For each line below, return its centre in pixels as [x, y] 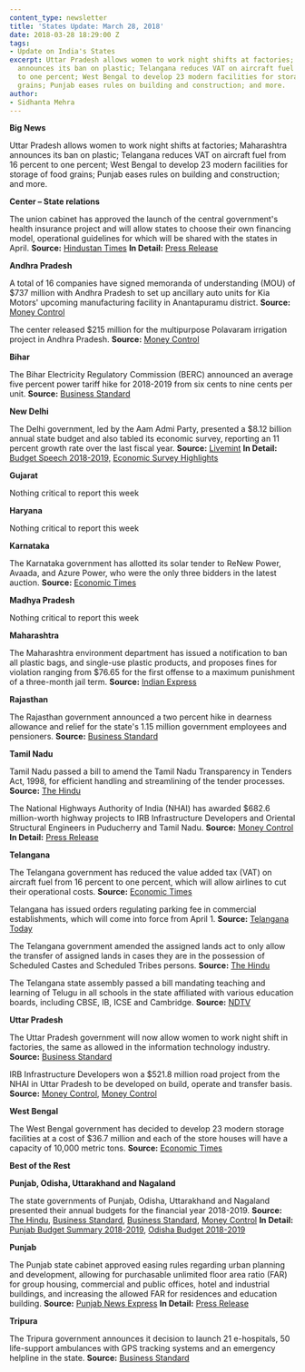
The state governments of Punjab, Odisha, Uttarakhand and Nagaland [140, 1201]
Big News [28, 128]
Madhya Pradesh [42, 601]
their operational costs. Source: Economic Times [101, 892]
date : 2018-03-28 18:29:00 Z [64, 34]
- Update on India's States [63, 52]
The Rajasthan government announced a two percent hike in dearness [141, 717]
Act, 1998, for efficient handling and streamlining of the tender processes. [148, 781]
